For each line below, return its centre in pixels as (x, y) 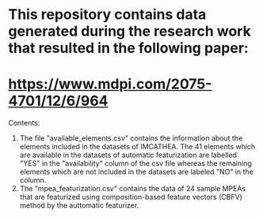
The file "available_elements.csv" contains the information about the (131, 138)
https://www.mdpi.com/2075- (110, 84)
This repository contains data (107, 15)
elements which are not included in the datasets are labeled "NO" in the (136, 172)
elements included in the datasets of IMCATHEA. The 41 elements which (137, 147)
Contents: (24, 123)
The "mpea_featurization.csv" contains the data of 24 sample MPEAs (133, 189)
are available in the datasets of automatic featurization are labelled (128, 155)
